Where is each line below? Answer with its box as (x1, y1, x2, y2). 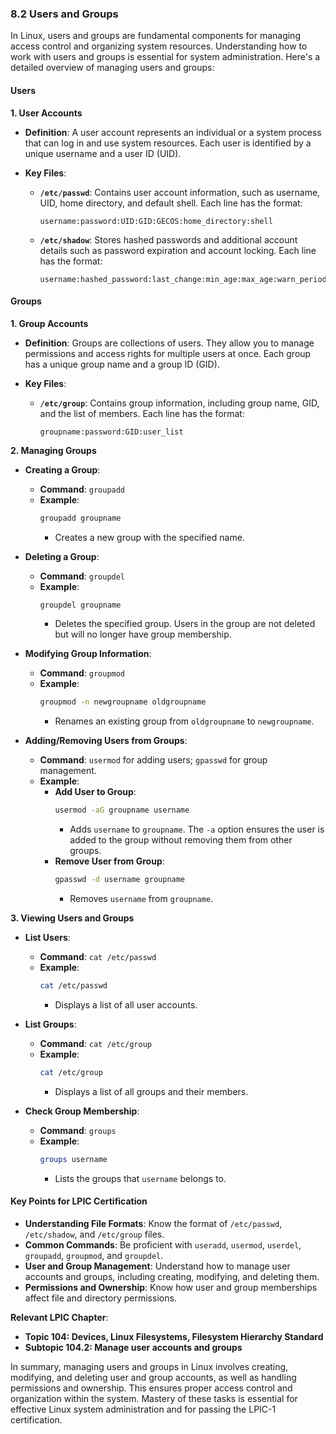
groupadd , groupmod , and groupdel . (24, 1249, 164, 1261)
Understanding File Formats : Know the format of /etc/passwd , (24, 1217, 283, 1229)
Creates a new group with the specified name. (54, 531, 245, 543)
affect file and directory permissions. (24, 1292, 177, 1304)
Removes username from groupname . (69, 893, 214, 905)
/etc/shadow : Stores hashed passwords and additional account (39, 233, 298, 246)
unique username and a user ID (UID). (24, 147, 182, 159)
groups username (39, 1154, 108, 1164)
